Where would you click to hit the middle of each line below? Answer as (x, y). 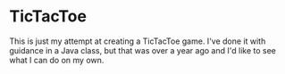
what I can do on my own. (57, 60)
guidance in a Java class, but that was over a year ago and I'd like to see (143, 50)
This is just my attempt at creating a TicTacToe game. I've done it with (138, 41)
